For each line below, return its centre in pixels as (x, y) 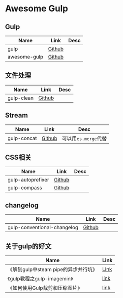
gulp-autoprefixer (28, 180)
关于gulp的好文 (28, 246)
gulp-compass (25, 188)
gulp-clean (21, 98)
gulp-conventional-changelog (43, 228)
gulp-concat (22, 138)
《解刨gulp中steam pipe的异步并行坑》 (53, 269)
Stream (16, 115)
